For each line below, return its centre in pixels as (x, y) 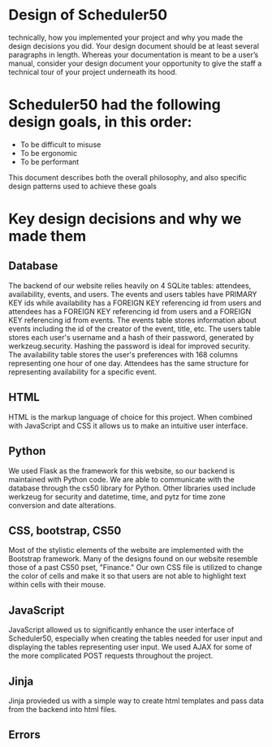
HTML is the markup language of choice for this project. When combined (131, 417)
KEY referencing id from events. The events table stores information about (133, 320)
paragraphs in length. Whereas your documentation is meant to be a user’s (134, 54)
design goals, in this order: (100, 122)
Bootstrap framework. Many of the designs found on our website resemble (133, 559)
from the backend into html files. (63, 709)
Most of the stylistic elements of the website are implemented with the (126, 551)
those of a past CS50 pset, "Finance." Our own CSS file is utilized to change (135, 568)
